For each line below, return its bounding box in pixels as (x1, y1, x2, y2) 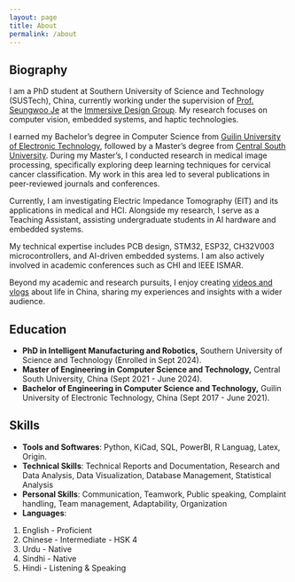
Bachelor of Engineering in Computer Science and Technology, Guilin (21, 383, 282, 393)
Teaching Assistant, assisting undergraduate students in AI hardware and (9, 215, 276, 225)
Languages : (21, 507, 67, 518)
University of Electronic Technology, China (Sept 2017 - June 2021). (21, 392, 270, 403)
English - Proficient (21, 524, 93, 535)
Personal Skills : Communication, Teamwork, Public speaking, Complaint (21, 489, 286, 499)
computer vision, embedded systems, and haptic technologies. (9, 114, 239, 125)
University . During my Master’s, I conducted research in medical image (9, 150, 268, 161)
